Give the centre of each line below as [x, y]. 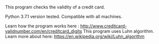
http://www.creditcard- [104, 26]
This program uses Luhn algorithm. [118, 31]
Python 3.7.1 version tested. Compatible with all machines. [64, 16]
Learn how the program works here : [42, 26]
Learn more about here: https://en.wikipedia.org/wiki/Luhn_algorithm [75, 36]
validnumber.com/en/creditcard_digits [44, 31]
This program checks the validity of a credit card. [55, 7]
